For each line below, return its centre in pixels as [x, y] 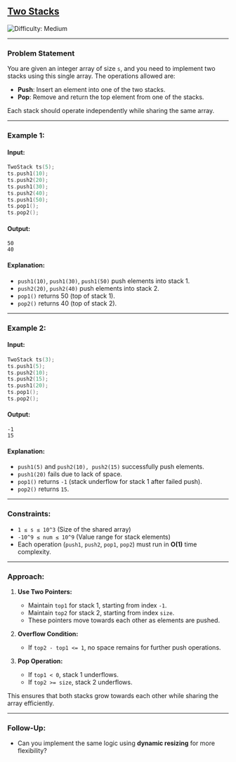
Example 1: [26, 136]
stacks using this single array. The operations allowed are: [91, 76]
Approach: [26, 577]
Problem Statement [41, 53]
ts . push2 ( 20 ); [28, 180]
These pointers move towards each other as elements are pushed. [124, 620]
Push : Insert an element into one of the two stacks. [91, 90]
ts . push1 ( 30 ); [28, 186]
